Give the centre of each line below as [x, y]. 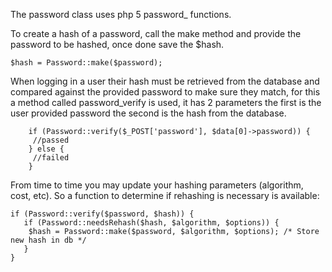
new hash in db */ [48, 240]
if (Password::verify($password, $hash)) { [102, 214]
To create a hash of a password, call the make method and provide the [156, 33]
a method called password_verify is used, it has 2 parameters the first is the [166, 102]
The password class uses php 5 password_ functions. [121, 14]
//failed [51, 158]
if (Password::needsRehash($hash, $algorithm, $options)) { [151, 223]
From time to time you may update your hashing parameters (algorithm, [157, 185]
